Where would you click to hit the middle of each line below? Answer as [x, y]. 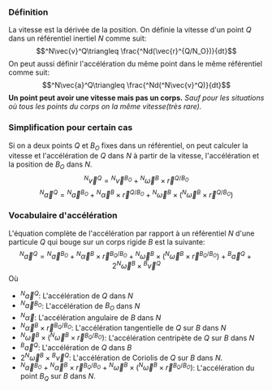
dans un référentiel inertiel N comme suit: [78, 38]
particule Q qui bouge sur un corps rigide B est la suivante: [107, 241]
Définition [28, 12]
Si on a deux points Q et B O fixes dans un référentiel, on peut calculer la [128, 146]
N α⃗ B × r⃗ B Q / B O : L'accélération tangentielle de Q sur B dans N [123, 327]
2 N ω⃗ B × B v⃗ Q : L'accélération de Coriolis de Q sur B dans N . [121, 357]
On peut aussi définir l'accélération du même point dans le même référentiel [135, 64]
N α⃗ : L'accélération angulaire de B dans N [91, 317]
